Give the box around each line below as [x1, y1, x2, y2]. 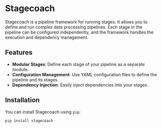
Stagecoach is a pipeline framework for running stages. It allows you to [5, 19, 148, 25]
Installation [5, 96, 40, 104]
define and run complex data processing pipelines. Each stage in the [5, 24, 143, 30]
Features [5, 48, 33, 57]
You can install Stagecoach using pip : [5, 109, 81, 114]
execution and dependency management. [5, 34, 89, 40]
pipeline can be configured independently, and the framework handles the [5, 29, 154, 35]
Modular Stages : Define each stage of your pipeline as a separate [12, 61, 145, 67]
